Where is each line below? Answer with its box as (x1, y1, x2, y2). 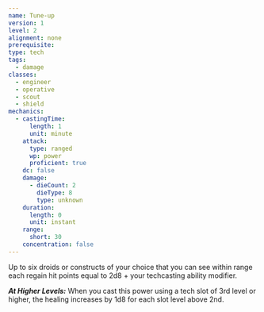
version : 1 (8, 19, 44, 27)
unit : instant (29, 218, 77, 226)
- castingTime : (15, 115, 66, 123)
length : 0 (29, 211, 62, 219)
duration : (22, 203, 55, 211)
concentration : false (22, 241, 94, 248)
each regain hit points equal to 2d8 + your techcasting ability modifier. (8, 271, 238, 280)
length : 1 (29, 122, 62, 130)
